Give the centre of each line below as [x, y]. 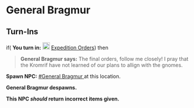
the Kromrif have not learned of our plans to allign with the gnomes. [101, 65]
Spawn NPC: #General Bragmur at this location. [64, 76]
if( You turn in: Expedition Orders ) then [57, 48]
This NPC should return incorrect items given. [63, 99]
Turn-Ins [22, 32]
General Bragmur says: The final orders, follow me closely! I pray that [104, 59]
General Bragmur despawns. [42, 87]
